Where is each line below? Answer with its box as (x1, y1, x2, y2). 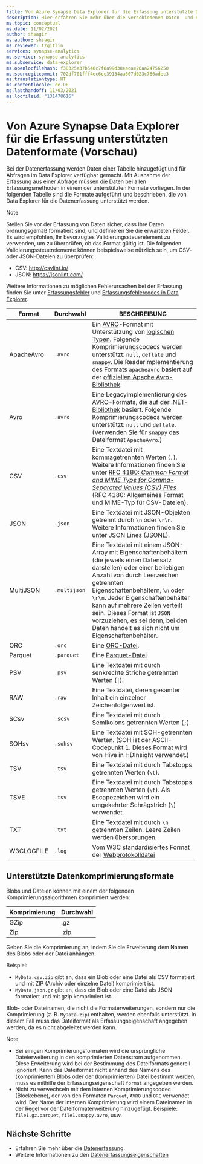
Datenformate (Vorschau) (6, 145, 138, 158)
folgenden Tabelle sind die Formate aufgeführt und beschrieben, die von (6, 190, 187, 198)
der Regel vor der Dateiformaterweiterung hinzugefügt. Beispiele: (14, 1105, 178, 1112)
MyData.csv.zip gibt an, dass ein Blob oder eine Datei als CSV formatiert (14, 973, 195, 980)
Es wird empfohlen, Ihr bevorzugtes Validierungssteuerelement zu (6, 233, 170, 241)
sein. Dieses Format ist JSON (92, 608, 170, 617)
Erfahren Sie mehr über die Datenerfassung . (14, 1145, 126, 1152)
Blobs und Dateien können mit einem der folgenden (6, 887, 134, 894)
